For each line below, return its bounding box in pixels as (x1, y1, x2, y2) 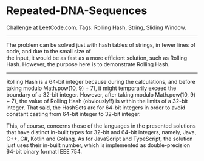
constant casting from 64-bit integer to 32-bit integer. (6, 110, 141, 117)
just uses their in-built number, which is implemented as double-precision (6, 141, 190, 149)
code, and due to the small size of (6, 47, 91, 55)
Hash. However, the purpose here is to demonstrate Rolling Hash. (6, 60, 170, 67)
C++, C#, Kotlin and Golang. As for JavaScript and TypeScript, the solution (6, 135, 193, 142)
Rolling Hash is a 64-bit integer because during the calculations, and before (6, 78, 195, 85)
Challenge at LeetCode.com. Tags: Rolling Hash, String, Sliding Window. (6, 24, 186, 31)
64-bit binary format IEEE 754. (6, 148, 82, 155)
